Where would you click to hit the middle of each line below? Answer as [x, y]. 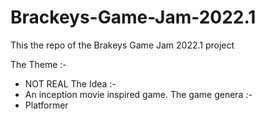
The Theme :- [38, 64]
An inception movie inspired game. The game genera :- [138, 94]
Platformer [46, 105]
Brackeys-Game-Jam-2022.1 [133, 17]
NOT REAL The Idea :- [70, 83]
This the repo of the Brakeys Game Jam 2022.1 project [122, 45]
